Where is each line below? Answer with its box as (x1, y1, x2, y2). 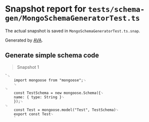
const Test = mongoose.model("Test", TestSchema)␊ (14, 107, 119, 112)
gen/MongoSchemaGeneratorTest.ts (5, 14, 140, 23)
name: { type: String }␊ (14, 94, 65, 100)
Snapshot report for (5, 3, 86, 15)
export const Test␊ (14, 111, 54, 117)
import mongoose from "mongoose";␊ (14, 77, 86, 83)
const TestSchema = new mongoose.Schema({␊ (14, 91, 104, 95)
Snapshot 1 (17, 64, 39, 70)
